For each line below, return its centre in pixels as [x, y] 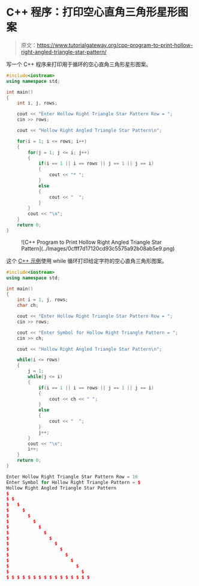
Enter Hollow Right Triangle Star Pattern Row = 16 [72, 477]
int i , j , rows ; [37, 103]
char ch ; [28, 306]
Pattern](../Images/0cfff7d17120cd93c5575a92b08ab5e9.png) [98, 248]
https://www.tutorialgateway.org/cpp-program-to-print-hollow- [115, 45]
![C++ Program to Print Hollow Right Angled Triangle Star [91, 242]
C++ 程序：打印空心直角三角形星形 [92, 12]
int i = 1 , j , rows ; [43, 300]
